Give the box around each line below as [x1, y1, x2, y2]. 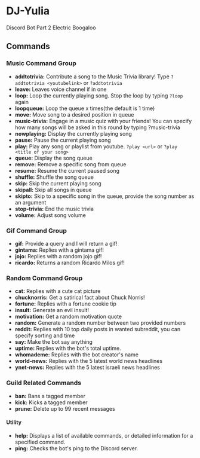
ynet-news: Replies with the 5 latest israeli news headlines [14, 364, 160, 371]
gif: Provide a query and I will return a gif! [14, 240, 118, 247]
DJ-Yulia [6, 4, 50, 18]
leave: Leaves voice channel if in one [14, 86, 107, 93]
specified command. [14, 438, 66, 445]
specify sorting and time [14, 332, 75, 339]
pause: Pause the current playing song [14, 136, 112, 143]
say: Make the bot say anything [14, 338, 93, 346]
